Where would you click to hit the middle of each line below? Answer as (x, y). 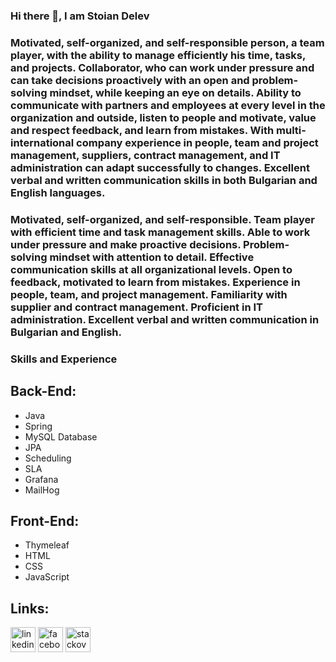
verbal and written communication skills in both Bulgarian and (164, 180)
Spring (38, 426)
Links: (30, 608)
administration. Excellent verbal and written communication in (165, 319)
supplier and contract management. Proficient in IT (136, 307)
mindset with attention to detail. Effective (152, 257)
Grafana (41, 479)
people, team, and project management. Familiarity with (149, 294)
